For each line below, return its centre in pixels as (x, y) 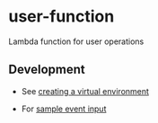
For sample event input (64, 109)
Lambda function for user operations (76, 41)
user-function (61, 17)
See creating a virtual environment (85, 91)
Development (47, 70)
